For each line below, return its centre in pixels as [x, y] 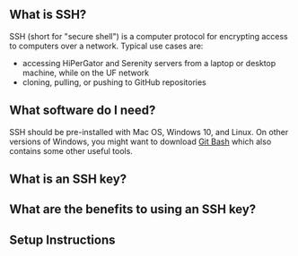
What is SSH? [48, 15]
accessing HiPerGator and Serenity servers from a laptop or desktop [149, 63]
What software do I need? [83, 111]
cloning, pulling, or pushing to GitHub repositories [114, 82]
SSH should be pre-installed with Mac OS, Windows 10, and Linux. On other [149, 132]
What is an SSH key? [68, 179]
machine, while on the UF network [86, 73]
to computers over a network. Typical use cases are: [106, 46]
